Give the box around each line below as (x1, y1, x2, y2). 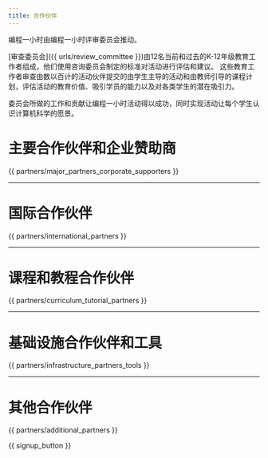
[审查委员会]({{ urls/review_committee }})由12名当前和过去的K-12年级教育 (8, 51, 250, 61)
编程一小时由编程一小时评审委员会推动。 (8, 34, 141, 44)
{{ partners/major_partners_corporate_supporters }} (8, 166, 179, 176)
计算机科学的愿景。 (14, 109, 78, 118)
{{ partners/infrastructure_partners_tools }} (8, 361, 150, 370)
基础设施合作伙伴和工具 (8, 334, 163, 352)
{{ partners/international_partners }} (8, 231, 127, 240)
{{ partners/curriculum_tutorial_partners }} (8, 296, 148, 306)
